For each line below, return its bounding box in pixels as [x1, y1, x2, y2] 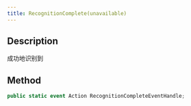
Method [7, 75, 42, 86]
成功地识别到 [7, 54, 43, 62]
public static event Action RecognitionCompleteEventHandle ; [7, 93, 186, 100]
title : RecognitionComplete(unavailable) [7, 10, 127, 17]
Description [7, 36, 58, 47]
